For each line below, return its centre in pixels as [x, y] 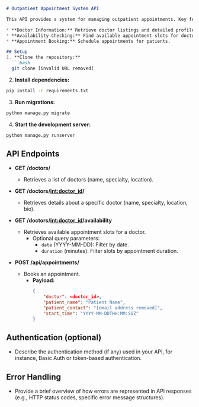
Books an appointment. [52, 274]
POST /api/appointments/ [47, 262]
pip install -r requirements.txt [47, 90]
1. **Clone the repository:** [44, 57]
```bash [21, 63]
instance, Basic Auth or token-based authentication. [78, 358]
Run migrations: [35, 102]
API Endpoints [33, 154]
